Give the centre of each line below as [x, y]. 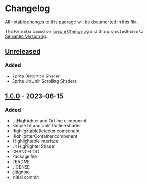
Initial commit [25, 177]
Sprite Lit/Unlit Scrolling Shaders [44, 81]
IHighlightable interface [35, 141]
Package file [24, 157]
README [21, 162]
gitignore [21, 172]
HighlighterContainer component [45, 136]
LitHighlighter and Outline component [49, 121]
